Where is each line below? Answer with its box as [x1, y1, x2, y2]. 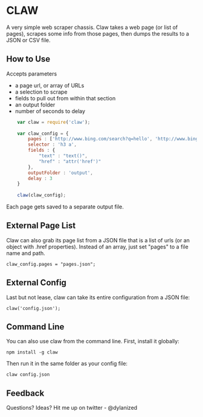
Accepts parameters [6, 70, 57, 77]
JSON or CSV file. [6, 36, 51, 44]
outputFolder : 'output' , [28, 170, 94, 176]
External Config [6, 277, 66, 288]
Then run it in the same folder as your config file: [6, 360, 128, 367]
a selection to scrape [14, 88, 68, 95]
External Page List [6, 221, 76, 231]
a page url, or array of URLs [14, 82, 85, 89]
